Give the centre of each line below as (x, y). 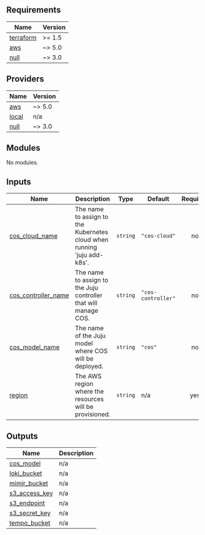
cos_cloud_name (34, 236)
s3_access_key (31, 494)
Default (158, 199)
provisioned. (93, 414)
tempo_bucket (30, 523)
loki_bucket (26, 473)
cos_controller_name (39, 295)
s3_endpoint (27, 503)
